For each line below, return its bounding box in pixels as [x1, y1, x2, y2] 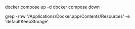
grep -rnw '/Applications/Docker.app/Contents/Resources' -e [5, 14, 130, 19]
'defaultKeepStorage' [5, 19, 48, 24]
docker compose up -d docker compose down [5, 4, 100, 10]
